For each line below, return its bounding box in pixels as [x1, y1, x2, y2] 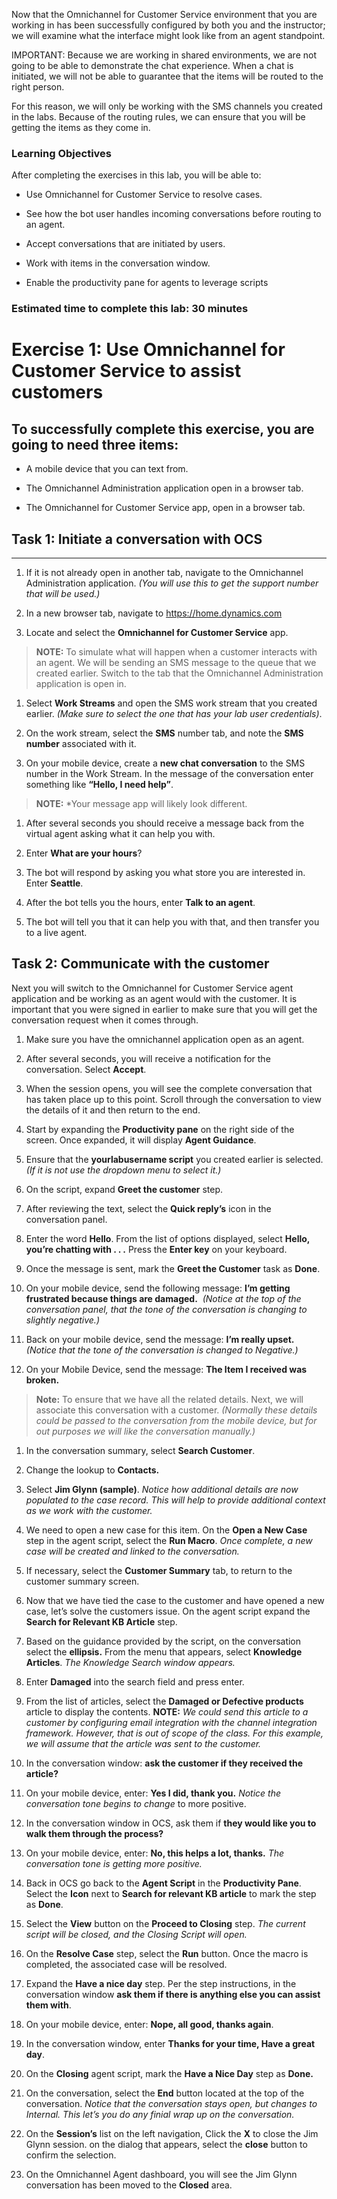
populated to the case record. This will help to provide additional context [25, 1494, 326, 1506]
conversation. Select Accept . [25, 1063, 147, 1075]
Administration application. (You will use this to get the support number [25, 577, 319, 589]
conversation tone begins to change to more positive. [25, 1797, 247, 1809]
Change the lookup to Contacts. [25, 1464, 160, 1476]
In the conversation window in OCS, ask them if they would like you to [25, 1817, 317, 1829]
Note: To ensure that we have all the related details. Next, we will [35, 1393, 304, 1405]
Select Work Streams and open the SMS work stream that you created [25, 697, 318, 709]
